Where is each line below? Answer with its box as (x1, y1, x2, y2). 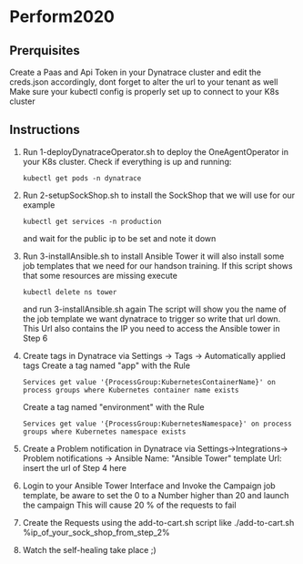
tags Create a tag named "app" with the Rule (22, 360, 191, 371)
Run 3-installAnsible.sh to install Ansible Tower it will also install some (22, 251, 285, 261)
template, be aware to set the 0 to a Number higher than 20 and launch (22, 489, 289, 500)
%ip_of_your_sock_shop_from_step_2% (22, 527, 170, 538)
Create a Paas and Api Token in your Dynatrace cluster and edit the (9, 67, 262, 77)
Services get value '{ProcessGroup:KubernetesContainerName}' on (22, 377, 276, 386)
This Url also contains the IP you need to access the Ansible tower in (22, 323, 280, 333)
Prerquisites (9, 43, 80, 58)
